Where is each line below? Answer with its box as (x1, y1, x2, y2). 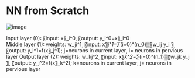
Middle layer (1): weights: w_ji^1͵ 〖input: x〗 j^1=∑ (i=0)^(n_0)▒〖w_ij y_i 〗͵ (6, 41, 176, 48)
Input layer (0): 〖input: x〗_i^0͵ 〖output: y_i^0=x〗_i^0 (6, 34, 130, 41)
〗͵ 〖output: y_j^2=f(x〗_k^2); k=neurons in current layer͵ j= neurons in (6, 59, 172, 66)
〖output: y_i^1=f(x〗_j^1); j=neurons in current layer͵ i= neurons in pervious (6, 47, 183, 54)
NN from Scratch (6, 4, 90, 17)
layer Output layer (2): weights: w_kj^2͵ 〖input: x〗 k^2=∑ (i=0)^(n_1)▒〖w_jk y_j (6, 53, 190, 60)
